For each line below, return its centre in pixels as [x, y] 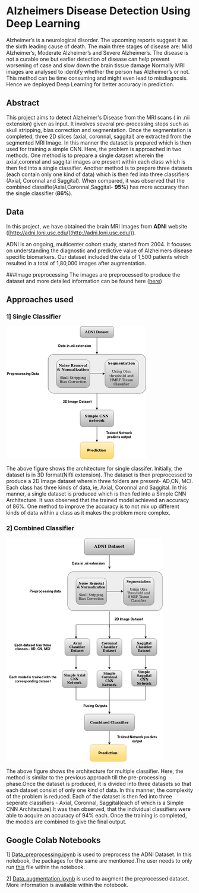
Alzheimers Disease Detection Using [98, 11]
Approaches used [40, 300]
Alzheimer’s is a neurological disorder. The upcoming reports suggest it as [97, 40]
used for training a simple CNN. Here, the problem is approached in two [94, 149]
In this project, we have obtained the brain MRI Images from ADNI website [97, 226]
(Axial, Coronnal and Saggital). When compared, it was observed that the [96, 180]
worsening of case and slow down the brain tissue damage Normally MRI [96, 65]
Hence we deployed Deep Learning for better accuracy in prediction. [90, 84]
